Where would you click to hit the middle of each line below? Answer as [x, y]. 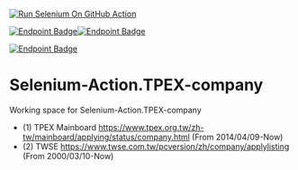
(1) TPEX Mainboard [59, 127]
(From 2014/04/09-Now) [238, 137]
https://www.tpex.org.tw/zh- [151, 127]
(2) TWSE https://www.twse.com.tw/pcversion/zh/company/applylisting [156, 146]
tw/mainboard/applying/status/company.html [106, 137]
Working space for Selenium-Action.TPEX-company [106, 110]
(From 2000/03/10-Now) [68, 156]
